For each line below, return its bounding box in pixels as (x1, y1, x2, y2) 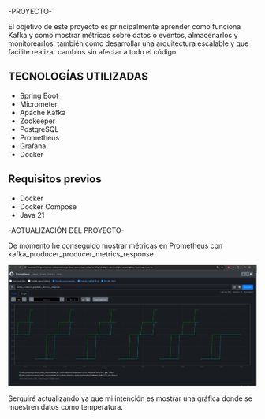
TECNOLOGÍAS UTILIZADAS (8, 70, 148, 84)
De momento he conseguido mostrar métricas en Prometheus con (8, 241, 223, 250)
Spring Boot (19, 91, 59, 100)
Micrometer (19, 99, 58, 109)
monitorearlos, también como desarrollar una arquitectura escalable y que (8, 39, 249, 48)
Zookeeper (19, 116, 56, 125)
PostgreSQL (19, 124, 59, 133)
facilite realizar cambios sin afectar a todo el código (8, 47, 177, 56)
